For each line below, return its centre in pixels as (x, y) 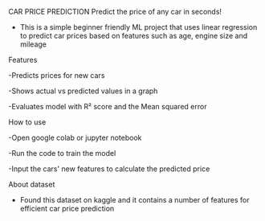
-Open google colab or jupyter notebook (75, 137)
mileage (33, 44)
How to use (27, 122)
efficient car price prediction (67, 209)
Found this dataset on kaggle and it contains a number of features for (135, 200)
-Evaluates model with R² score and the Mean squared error (108, 106)
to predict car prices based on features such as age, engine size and (133, 36)
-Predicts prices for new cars (57, 75)
